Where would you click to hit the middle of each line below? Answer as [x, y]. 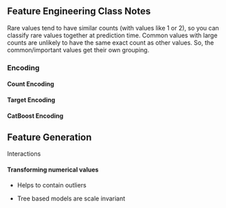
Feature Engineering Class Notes [79, 11]
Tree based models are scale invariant [71, 198]
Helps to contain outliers [52, 185]
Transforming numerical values [53, 169]
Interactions [24, 154]
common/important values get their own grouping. [78, 50]
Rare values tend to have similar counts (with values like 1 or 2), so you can [113, 28]
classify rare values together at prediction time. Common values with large [112, 35]
